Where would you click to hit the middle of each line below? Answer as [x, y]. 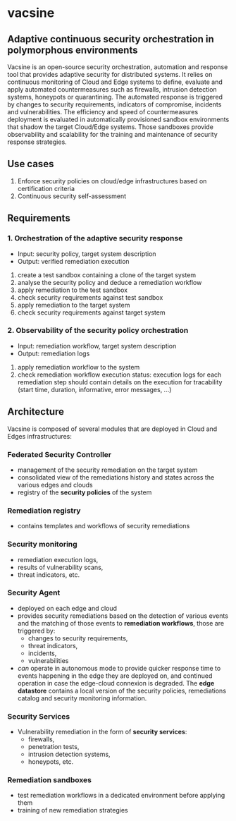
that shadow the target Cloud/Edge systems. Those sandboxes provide [110, 127]
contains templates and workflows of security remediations [104, 526]
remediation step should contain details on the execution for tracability [120, 382]
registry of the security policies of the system [85, 492]
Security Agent [34, 592]
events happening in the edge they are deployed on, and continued [115, 676]
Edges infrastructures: [40, 436]
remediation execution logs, [58, 559]
